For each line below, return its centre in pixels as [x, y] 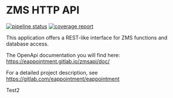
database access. [27, 44]
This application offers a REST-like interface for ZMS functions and [87, 37]
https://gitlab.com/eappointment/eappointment [63, 79]
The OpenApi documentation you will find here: [63, 55]
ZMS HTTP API [43, 10]
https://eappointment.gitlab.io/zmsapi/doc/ [58, 61]
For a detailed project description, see [52, 72]
